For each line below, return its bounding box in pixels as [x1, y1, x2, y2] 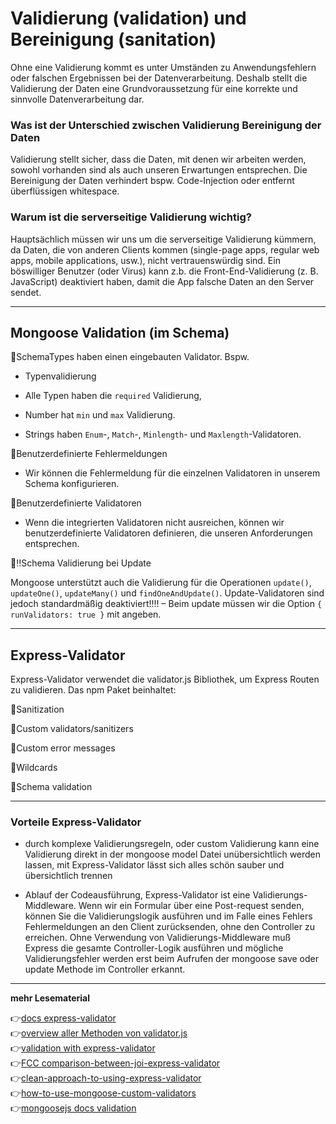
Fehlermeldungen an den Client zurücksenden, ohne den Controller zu [24, 921, 315, 933]
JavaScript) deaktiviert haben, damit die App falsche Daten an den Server [10, 275, 315, 287]
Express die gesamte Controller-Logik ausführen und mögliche [24, 942, 284, 954]
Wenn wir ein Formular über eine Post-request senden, [78, 900, 305, 912]
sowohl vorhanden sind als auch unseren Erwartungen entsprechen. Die [10, 164, 308, 176]
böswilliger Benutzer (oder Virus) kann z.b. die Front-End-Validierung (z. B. [10, 265, 319, 277]
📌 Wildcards [10, 762, 58, 774]
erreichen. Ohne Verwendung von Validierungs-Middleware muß [24, 932, 292, 944]
